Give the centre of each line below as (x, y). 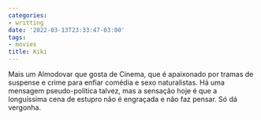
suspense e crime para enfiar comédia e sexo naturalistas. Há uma (116, 82)
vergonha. (25, 107)
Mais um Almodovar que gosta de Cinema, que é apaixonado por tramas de (131, 74)
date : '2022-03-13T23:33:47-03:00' (67, 30)
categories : (28, 15)
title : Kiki (28, 52)
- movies (22, 45)
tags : (17, 37)
